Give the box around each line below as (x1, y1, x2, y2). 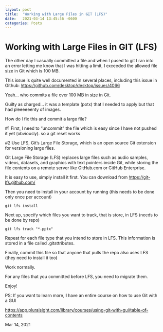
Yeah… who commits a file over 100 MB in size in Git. (5, 92, 111, 98)
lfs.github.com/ (5, 179, 36, 185)
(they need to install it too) (5, 255, 57, 261)
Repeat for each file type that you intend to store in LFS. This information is (5, 235, 156, 241)
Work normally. (5, 264, 36, 270)
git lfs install (5, 204, 38, 209)
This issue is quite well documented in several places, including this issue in (5, 77, 157, 83)
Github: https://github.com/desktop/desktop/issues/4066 (5, 83, 120, 88)
